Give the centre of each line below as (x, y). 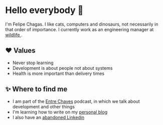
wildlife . (14, 35)
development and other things (44, 106)
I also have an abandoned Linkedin (48, 117)
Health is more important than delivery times (58, 73)
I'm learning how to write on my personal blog (60, 112)
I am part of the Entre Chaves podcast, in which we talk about (76, 101)
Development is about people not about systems (62, 68)
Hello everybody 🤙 (44, 10)
